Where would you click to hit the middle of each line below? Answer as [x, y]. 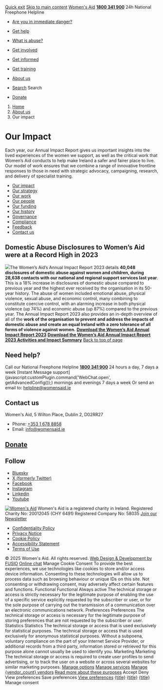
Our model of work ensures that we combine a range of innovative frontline [80, 166]
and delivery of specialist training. [39, 176]
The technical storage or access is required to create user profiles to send [79, 656]
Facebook [22, 483]
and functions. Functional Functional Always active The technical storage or [81, 589]
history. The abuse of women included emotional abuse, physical [80, 293]
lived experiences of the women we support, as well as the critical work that [81, 155]
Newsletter [16, 518]
